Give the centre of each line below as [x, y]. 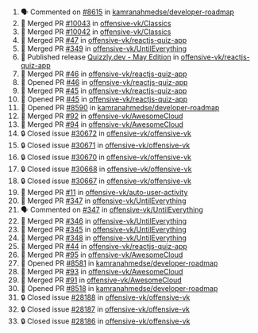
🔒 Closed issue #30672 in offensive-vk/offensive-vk [106, 133]
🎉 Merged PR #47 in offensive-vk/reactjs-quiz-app [104, 40]
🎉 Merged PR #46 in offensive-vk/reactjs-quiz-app [104, 74]
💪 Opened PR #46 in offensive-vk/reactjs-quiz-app [104, 82]
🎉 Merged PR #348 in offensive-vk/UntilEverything [104, 238]
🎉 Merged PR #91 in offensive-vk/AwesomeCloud [101, 280]
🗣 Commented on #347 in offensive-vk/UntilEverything [112, 210]
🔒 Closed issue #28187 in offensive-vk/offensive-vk [105, 309]
